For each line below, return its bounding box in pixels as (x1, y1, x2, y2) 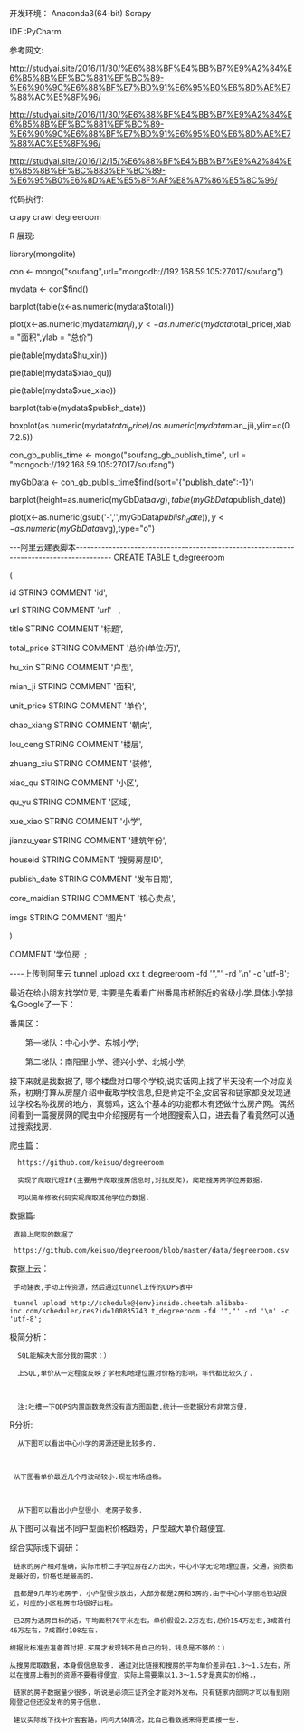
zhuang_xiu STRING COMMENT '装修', (9, 758, 152, 769)
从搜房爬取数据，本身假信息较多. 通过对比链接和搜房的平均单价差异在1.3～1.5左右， (9, 1661, 285, 1670)
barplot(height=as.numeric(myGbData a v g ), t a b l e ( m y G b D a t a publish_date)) (9, 494, 287, 505)
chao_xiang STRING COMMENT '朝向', (9, 719, 152, 731)
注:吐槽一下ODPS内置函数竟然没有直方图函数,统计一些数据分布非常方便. (17, 1402, 249, 1411)
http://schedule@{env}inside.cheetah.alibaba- (70, 1299, 249, 1308)
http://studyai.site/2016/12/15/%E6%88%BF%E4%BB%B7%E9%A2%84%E (9, 156, 292, 166)
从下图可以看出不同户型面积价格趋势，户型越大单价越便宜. (9, 1523, 226, 1534)
